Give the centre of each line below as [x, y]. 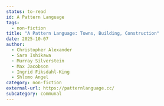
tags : [13, 22]
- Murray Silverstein [38, 61]
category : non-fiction [34, 83]
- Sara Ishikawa [31, 55]
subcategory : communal [34, 94]
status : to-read [26, 11]
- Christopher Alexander [42, 50]
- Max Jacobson [30, 66]
